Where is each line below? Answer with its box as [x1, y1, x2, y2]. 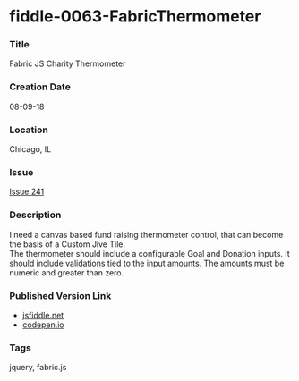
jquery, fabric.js [9, 362, 67, 373]
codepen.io [21, 319, 64, 330]
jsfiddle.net [21, 309, 64, 320]
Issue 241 [9, 186, 45, 198]
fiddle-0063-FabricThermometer [9, 6, 261, 27]
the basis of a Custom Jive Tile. [9, 239, 125, 250]
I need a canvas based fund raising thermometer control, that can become [9, 229, 284, 240]
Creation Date [9, 80, 72, 93]
